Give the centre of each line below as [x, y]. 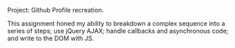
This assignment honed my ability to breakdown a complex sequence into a [116, 23]
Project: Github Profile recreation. [55, 10]
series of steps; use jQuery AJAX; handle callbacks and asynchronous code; [118, 31]
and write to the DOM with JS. [51, 38]
